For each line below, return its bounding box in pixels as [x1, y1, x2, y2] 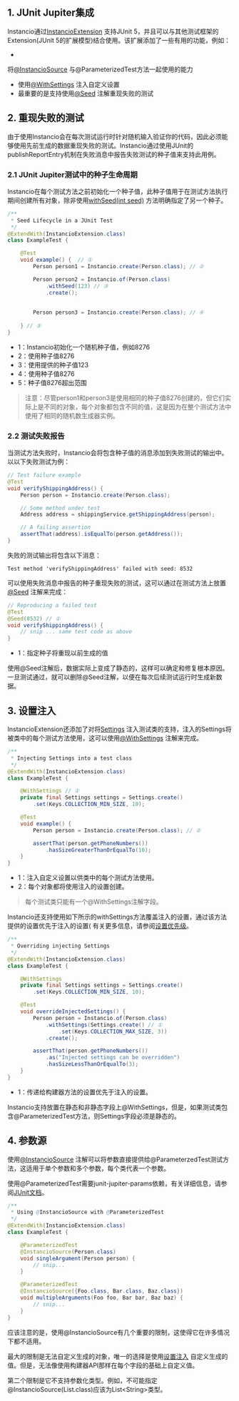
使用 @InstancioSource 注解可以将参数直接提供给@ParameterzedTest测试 [7, 1155, 223, 1163]
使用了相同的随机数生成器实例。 [24, 411, 119, 419]
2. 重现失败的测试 [7, 112, 84, 124]
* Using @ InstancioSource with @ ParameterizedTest [10, 1208, 164, 1216]
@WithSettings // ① [20, 788, 80, 795]
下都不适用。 [7, 1337, 45, 1345]
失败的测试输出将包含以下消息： [7, 551, 101, 559]
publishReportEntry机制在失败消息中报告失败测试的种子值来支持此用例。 [7, 150, 220, 158]
